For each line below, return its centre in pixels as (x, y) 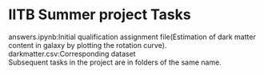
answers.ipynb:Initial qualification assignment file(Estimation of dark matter (132, 37)
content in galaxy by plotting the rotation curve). (88, 45)
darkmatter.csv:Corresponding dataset (72, 53)
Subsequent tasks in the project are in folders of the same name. (115, 62)
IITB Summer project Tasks (100, 15)
